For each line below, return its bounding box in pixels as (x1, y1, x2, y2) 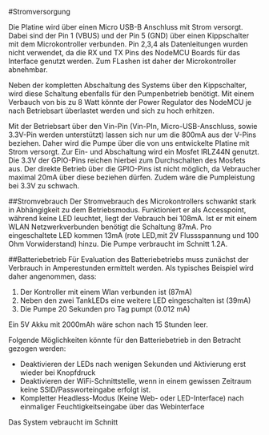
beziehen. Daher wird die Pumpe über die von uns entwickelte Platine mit (8, 139, 250, 147)
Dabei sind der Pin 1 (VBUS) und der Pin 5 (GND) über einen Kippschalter (8, 31, 250, 40)
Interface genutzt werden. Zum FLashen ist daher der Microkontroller (8, 56, 236, 66)
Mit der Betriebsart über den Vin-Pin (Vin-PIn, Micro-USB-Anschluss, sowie (8, 122, 258, 131)
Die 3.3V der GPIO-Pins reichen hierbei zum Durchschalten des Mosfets (8, 155, 246, 165)
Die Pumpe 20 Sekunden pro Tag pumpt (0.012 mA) (19, 304, 191, 313)
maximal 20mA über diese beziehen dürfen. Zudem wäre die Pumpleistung (8, 172, 255, 182)
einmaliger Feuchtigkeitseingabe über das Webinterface (19, 402, 205, 411)
